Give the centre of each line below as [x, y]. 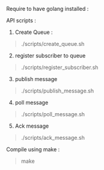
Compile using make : [33, 149]
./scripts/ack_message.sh [53, 138]
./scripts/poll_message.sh [53, 114]
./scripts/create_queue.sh [53, 44]
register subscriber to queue [50, 56]
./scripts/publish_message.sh [57, 91]
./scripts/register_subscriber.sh [60, 67]
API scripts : [21, 20]
